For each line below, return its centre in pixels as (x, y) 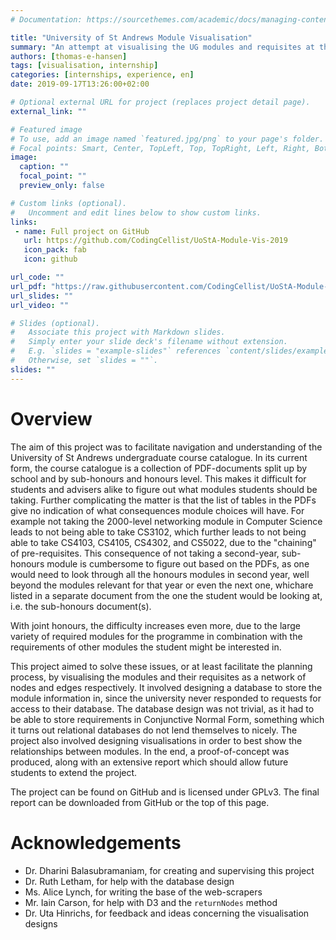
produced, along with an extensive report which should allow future (149, 762)
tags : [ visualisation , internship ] (84, 66)
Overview (51, 418)
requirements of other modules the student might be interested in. (146, 647)
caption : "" (44, 167)
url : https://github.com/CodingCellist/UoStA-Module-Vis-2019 (155, 241)
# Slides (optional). (55, 323)
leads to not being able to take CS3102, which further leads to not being (158, 532)
